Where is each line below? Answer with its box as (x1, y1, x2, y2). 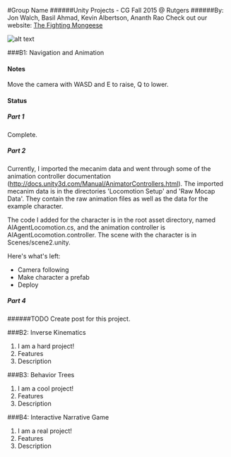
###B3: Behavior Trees (7, 370, 75, 379)
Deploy (17, 280, 39, 289)
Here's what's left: (7, 251, 61, 260)
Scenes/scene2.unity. (7, 238, 71, 247)
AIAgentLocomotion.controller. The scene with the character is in (7, 230, 197, 239)
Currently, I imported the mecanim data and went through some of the (7, 164, 211, 172)
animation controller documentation (7, 172, 112, 180)
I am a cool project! (17, 384, 74, 393)
